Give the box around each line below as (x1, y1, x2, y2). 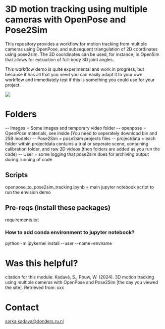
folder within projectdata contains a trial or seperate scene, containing (5, 141, 149, 146)
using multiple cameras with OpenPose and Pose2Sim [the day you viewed (5, 279, 158, 285)
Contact (5, 302, 39, 313)
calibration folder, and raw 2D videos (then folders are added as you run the (5, 146, 160, 152)
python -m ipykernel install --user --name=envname (5, 240, 112, 246)
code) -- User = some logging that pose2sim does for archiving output (5, 151, 149, 157)
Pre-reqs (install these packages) (5, 204, 110, 212)
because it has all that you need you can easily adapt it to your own (5, 71, 143, 77)
